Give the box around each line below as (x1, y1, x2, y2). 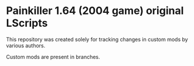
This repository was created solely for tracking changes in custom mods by (6, 36, 189, 43)
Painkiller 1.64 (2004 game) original (6, 4, 184, 18)
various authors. (6, 42, 46, 49)
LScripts (6, 16, 48, 30)
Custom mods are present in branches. (6, 53, 101, 60)
